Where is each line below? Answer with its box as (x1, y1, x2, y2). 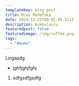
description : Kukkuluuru (5, 21, 58, 27)
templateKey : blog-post (5, 7, 56, 13)
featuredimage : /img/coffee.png (5, 31, 74, 36)
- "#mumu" (10, 41, 31, 46)
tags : (5, 36, 17, 41)
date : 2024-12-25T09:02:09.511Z (5, 17, 74, 22)
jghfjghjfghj (12, 64, 37, 71)
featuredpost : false (5, 27, 49, 32)
